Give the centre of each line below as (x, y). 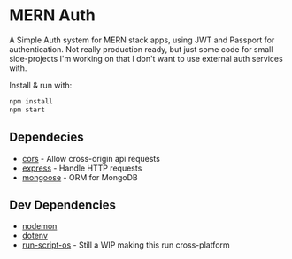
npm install (31, 101)
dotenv (35, 236)
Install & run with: (41, 85)
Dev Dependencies (63, 205)
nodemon (39, 226)
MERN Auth (52, 15)
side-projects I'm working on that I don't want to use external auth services (146, 58)
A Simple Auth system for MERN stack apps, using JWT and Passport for (142, 40)
